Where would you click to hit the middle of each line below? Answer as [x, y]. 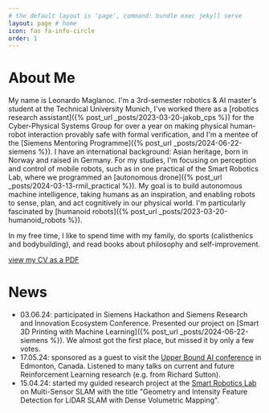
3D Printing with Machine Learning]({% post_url [99, 332]
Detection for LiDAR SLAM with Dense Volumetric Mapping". [120, 400]
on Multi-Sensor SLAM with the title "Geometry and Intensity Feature [134, 392]
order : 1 [23, 38]
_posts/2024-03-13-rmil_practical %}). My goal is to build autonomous [125, 186]
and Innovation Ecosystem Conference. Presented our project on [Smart [139, 324]
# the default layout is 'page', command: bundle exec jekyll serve [125, 16]
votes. [30, 349]
